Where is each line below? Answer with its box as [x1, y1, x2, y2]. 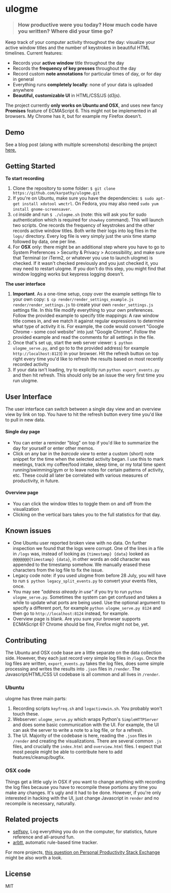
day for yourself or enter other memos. [12, 445, 94, 452]
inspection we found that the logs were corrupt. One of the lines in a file [12, 545, 164, 552]
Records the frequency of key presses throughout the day [12, 65, 136, 71]
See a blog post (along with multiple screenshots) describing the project [5, 141, 157, 148]
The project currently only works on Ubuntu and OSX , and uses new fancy [5, 103, 163, 109]
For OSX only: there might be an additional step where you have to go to [12, 244, 165, 250]
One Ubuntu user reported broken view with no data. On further [12, 540, 147, 546]
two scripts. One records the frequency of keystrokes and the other [12, 222, 155, 229]
